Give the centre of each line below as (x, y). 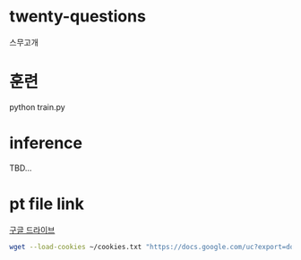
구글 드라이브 (32, 230)
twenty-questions (77, 17)
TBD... (21, 168)
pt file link (47, 204)
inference (46, 143)
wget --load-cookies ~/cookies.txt (76, 247)
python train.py (37, 107)
